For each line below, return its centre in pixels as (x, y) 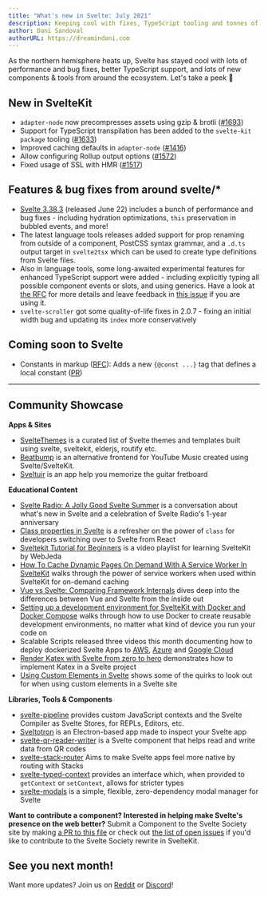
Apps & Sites (30, 424)
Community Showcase (66, 405)
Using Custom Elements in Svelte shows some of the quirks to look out (136, 675)
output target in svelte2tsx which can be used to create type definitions (138, 251)
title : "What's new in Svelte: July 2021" (80, 16)
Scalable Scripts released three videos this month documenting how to (136, 641)
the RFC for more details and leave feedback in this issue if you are (130, 294)
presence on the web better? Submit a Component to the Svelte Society (128, 823)
